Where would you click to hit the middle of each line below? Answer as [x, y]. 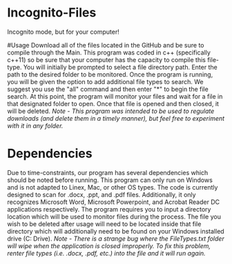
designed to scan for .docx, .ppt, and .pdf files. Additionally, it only [101, 194]
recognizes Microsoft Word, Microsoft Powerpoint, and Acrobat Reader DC [113, 202]
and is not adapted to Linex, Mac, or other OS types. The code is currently [113, 187]
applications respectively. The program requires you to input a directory [109, 209]
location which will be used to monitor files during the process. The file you [114, 216]
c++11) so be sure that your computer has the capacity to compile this [106, 59]
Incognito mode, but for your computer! [63, 32]
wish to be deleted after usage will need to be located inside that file [104, 224]
